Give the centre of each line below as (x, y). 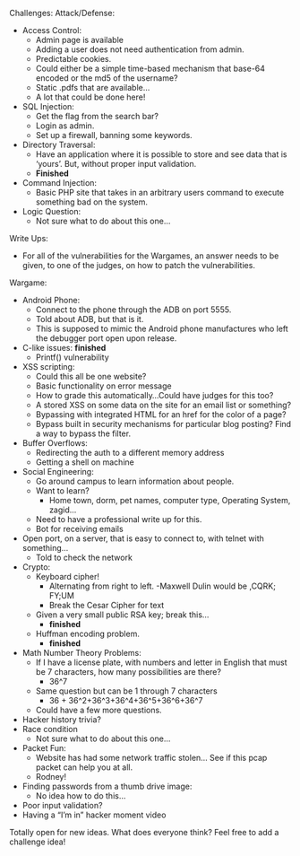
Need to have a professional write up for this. (119, 519)
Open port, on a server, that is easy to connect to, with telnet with (143, 538)
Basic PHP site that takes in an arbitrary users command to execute (160, 192)
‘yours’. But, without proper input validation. (116, 164)
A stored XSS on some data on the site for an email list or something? (163, 405)
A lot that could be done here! (90, 97)
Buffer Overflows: (55, 443)
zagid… (63, 510)
